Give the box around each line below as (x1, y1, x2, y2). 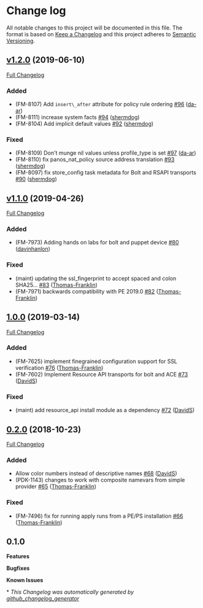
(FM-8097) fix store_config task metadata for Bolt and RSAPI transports (15, 169, 196, 176)
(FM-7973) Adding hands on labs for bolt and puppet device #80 (15, 239, 179, 246)
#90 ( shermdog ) (15, 176, 57, 183)
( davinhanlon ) (15, 245, 51, 252)
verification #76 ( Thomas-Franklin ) (15, 364, 104, 372)
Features (6, 553, 29, 560)
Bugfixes (6, 564, 30, 572)
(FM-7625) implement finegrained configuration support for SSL (15, 357, 178, 365)
